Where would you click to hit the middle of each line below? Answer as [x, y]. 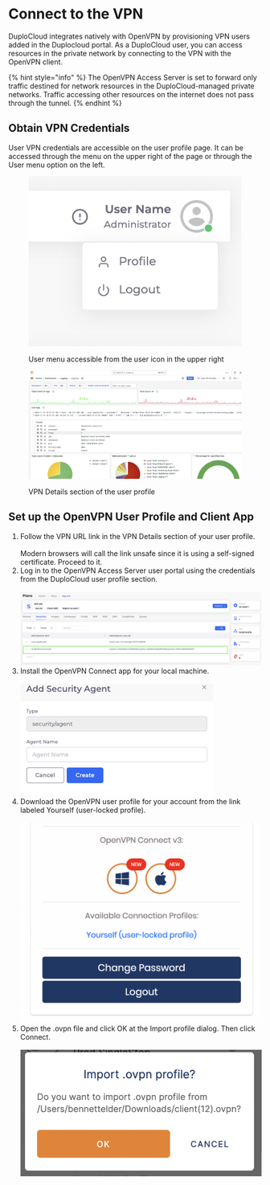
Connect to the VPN [76, 14]
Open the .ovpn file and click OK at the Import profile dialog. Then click [137, 1028]
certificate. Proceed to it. [61, 562]
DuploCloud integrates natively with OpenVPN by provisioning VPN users [129, 36]
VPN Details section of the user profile [92, 492]
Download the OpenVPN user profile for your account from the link [130, 801]
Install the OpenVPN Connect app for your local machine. [115, 671]
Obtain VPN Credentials [69, 128]
